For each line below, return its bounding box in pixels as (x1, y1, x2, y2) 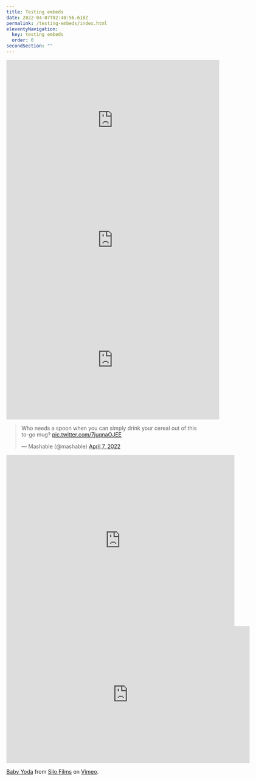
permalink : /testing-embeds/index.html (6, 20, 108, 26)
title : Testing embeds (6, 9, 64, 15)
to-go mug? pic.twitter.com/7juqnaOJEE (21, 430, 122, 438)
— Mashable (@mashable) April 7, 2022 (21, 443, 121, 450)
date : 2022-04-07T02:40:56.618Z (6, 15, 88, 21)
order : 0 (12, 37, 34, 43)
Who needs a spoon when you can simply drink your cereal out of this (21, 424, 197, 432)
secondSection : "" (6, 43, 53, 49)
